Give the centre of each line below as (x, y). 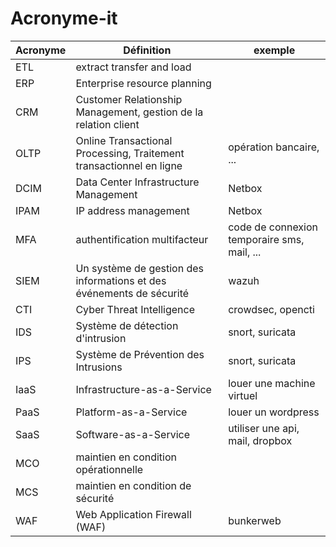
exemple (274, 50)
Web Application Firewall (133, 514)
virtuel (243, 395)
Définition (147, 50)
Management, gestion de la (139, 112)
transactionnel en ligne (129, 165)
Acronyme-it (64, 18)
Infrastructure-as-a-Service (143, 389)
